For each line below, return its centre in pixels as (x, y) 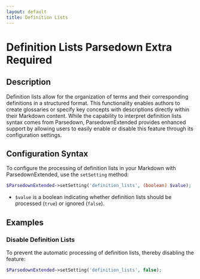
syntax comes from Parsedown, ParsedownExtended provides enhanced (96, 122)
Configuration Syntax (47, 154)
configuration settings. (34, 135)
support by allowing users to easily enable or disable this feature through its (100, 128)
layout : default (26, 12)
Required (29, 60)
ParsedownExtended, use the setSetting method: (68, 174)
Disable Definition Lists (40, 239)
